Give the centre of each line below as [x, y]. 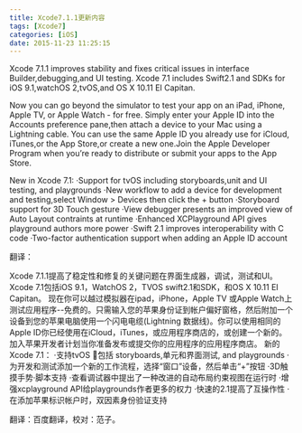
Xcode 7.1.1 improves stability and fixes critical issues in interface [129, 69]
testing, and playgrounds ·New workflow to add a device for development [146, 190]
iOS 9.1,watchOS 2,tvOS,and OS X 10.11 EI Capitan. [102, 88]
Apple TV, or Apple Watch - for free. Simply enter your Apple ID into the [142, 115]
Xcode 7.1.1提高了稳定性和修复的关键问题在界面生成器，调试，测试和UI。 [143, 276]
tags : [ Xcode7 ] [38, 26]
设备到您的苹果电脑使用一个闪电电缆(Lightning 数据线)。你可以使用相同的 [145, 321]
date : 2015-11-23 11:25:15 [60, 43]
